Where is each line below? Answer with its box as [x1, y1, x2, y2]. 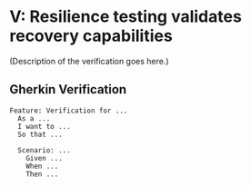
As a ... [17, 113, 51, 123]
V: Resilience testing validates [9, 6, 243, 27]
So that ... [17, 130, 64, 139]
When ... [25, 162, 59, 171]
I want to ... [17, 122, 71, 131]
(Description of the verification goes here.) [9, 55, 170, 66]
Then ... [25, 170, 59, 179]
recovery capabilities [9, 25, 173, 46]
